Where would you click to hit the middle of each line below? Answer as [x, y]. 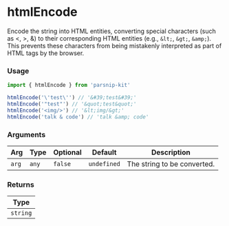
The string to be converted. [171, 164]
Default [104, 152]
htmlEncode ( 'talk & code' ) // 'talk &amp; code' [78, 117]
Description [171, 152]
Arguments [26, 134]
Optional [68, 152]
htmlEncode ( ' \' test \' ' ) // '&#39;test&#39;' [72, 98]
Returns [21, 185]
